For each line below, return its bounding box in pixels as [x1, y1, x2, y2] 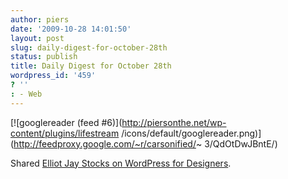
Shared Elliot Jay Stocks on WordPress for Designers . [10, 157, 232, 169]
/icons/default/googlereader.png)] [121, 127, 262, 139]
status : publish [10, 52, 78, 62]
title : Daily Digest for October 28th [10, 61, 172, 71]
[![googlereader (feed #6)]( [10, 116, 123, 128]
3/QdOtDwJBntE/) [204, 137, 278, 150]
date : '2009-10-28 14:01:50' [10, 24, 132, 34]
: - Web [10, 89, 43, 99]
